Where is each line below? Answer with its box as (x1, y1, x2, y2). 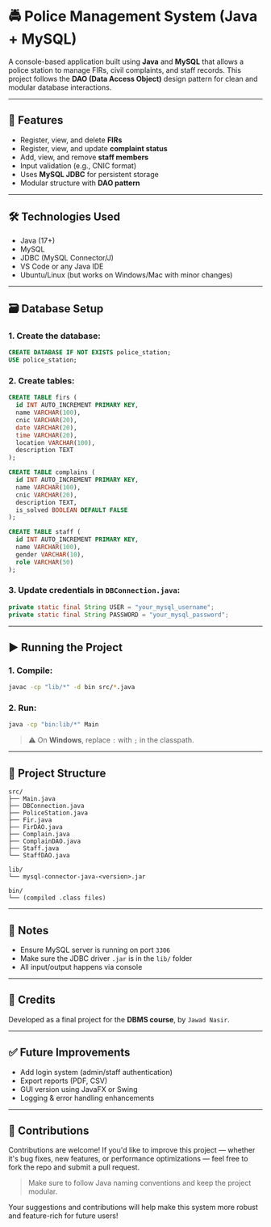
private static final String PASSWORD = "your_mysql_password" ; (8, 611, 229, 619)
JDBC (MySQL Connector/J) (19, 252, 115, 262)
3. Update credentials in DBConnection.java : (8, 585, 181, 596)
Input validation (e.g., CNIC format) (19, 160, 137, 171)
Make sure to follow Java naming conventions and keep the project (27, 1178, 252, 1188)
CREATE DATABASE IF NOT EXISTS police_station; (8, 349, 172, 357)
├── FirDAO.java (8, 823, 63, 831)
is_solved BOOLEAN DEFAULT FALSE (15, 506, 128, 514)
